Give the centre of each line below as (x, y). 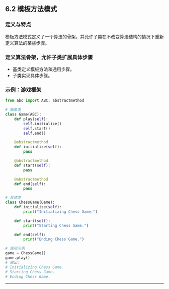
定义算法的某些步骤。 (27, 43)
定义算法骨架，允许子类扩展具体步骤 (49, 57)
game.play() (18, 258)
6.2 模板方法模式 (31, 9)
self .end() (35, 133)
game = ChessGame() (26, 253)
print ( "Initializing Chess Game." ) (61, 212)
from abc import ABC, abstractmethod (45, 101)
